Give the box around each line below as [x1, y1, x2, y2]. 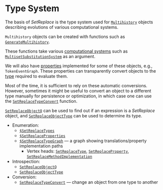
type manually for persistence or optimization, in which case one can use [5, 93, 152, 99]
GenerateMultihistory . [5, 38, 50, 44]
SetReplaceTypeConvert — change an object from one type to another [19, 179, 158, 185]
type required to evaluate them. [5, 73, 68, 79]
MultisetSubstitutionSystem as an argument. [5, 53, 96, 59]
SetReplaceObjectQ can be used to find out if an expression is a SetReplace [5, 108, 155, 114]
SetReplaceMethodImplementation [26, 154, 92, 159]
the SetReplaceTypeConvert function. [5, 98, 78, 104]
